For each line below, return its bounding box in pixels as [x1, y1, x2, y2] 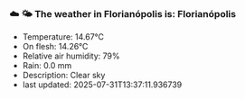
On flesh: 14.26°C [22, 41, 89, 52]
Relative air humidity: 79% [22, 50, 120, 61]
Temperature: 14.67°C [22, 31, 105, 42]
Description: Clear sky [22, 70, 106, 81]
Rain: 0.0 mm [22, 60, 72, 71]
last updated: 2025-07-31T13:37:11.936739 [22, 79, 183, 90]
